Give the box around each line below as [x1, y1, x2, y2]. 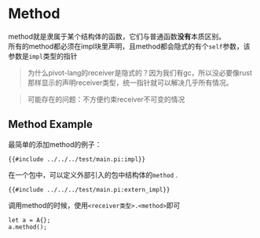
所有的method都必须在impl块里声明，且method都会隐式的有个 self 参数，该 [8, 41, 251, 51]
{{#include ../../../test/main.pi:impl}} [8, 155, 146, 163]
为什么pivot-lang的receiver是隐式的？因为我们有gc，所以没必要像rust [27, 68, 253, 77]
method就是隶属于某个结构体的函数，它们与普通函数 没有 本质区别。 [8, 31, 226, 41]
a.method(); [8, 223, 47, 231]
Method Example [8, 118, 93, 131]
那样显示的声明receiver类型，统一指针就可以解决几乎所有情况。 [27, 78, 233, 87]
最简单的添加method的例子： [8, 139, 102, 149]
